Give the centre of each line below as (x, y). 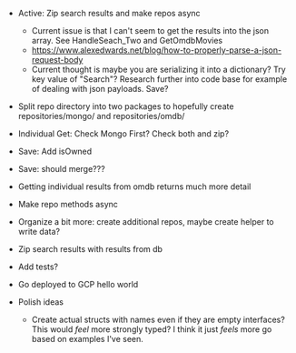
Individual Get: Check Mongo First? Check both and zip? (123, 134)
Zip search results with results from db (90, 249)
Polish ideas (40, 302)
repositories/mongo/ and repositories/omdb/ (101, 116)
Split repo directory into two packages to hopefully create (126, 106)
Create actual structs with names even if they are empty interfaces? (158, 319)
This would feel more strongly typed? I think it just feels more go (152, 329)
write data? (39, 232)
